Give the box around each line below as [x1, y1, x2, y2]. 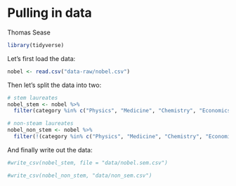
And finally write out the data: [7, 145, 93, 154]
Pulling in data [7, 5, 93, 21]
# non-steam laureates [7, 120, 74, 127]
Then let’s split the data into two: [7, 81, 102, 89]
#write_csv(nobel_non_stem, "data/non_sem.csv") [7, 172, 152, 179]
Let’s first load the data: [7, 54, 76, 62]
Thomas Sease [7, 28, 51, 36]
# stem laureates [7, 94, 58, 101]
